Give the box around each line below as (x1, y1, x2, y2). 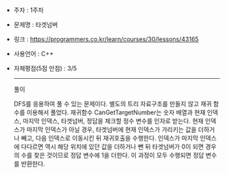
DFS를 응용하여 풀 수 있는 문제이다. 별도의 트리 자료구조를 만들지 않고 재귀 (13, 100, 212, 108)
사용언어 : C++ (13, 50, 53, 58)
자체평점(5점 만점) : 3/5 (13, 64, 77, 72)
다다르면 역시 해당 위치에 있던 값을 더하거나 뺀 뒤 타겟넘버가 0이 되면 (21, 142, 204, 151)
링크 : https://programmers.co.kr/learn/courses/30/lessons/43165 (13, 35, 199, 43)
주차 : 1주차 (13, 6, 44, 14)
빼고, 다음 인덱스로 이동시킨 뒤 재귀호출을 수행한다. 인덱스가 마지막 (21, 134, 199, 142)
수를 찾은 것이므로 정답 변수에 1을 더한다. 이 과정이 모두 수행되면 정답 (21, 151, 204, 159)
